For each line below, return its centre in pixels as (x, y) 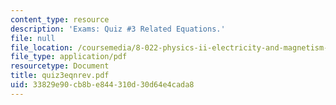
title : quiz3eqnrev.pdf (60, 76)
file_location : (42, 47)
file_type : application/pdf (69, 57)
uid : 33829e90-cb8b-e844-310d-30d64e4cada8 (102, 85)
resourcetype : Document (60, 66)
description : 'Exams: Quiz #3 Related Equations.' (118, 29)
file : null (33, 38)
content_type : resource (60, 19)
